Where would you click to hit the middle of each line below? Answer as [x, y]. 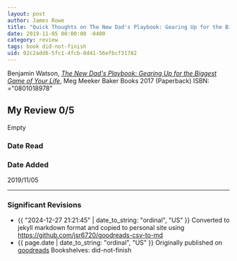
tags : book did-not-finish [47, 47]
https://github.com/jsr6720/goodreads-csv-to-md [90, 235]
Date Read [25, 145]
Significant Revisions [44, 205]
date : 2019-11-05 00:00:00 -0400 [56, 34]
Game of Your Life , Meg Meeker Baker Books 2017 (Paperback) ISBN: [108, 80]
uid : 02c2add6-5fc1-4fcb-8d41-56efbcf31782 [72, 54]
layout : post [26, 14]
